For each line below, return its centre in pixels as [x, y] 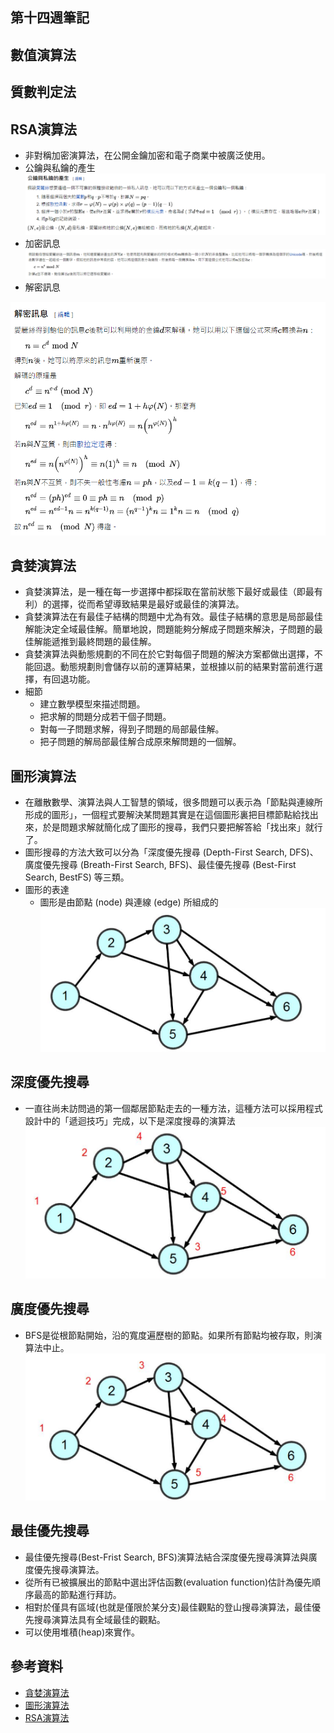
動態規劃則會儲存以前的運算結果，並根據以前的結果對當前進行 [187, 667]
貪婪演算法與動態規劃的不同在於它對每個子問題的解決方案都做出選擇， [169, 654]
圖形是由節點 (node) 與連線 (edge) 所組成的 [129, 902]
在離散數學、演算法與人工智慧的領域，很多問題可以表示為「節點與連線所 [173, 802]
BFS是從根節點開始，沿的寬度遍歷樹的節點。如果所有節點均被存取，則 [169, 1335]
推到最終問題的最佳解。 [108, 642]
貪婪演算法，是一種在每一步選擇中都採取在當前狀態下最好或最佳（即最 [169, 592]
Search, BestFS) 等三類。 [77, 877]
